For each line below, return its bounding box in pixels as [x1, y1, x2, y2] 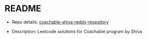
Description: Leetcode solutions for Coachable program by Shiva [11, 28, 143, 34]
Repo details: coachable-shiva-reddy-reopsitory [11, 19, 109, 25]
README [4, 3, 42, 14]
